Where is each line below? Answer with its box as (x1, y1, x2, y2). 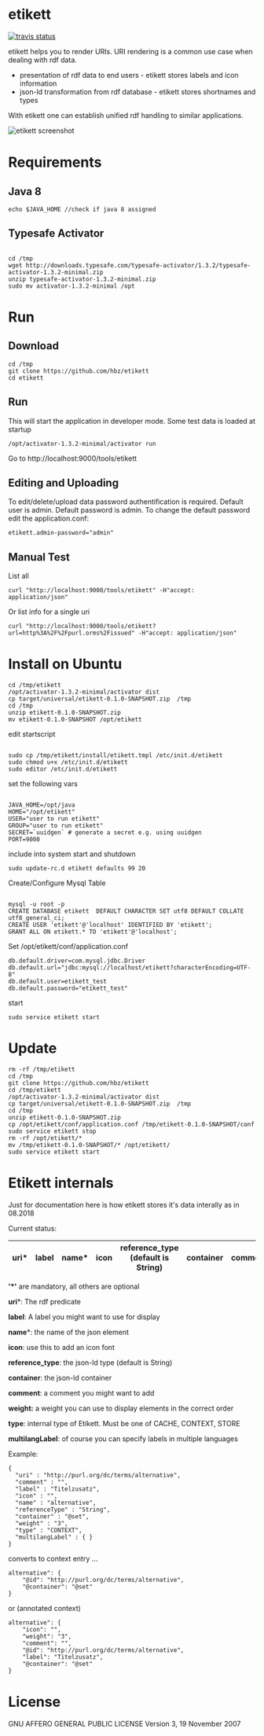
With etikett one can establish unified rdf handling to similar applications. (8, 110, 244, 120)
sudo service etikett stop (8, 1127, 97, 1135)
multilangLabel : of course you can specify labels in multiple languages (8, 1434, 238, 1444)
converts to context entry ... (8, 1554, 98, 1563)
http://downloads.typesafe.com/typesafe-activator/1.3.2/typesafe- (25, 261, 251, 269)
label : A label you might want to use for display (8, 1312, 160, 1322)
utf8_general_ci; (8, 914, 65, 922)
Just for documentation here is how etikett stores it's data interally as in (8, 1201, 240, 1209)
